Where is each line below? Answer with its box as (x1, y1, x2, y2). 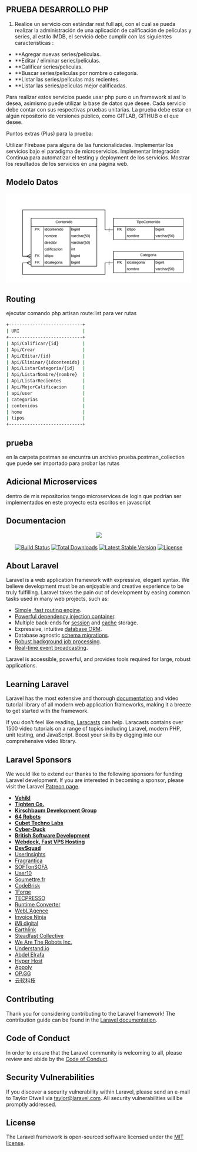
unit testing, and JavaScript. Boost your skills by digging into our (6, 731, 162, 738)
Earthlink (14, 926, 36, 933)
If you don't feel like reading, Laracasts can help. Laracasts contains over (6, 719, 183, 726)
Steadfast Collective (14, 932, 64, 940)
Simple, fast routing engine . (14, 607, 82, 614)
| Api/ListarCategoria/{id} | (6, 365, 85, 371)
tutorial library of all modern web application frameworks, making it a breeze (6, 701, 191, 708)
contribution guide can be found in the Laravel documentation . (6, 1016, 158, 1023)
